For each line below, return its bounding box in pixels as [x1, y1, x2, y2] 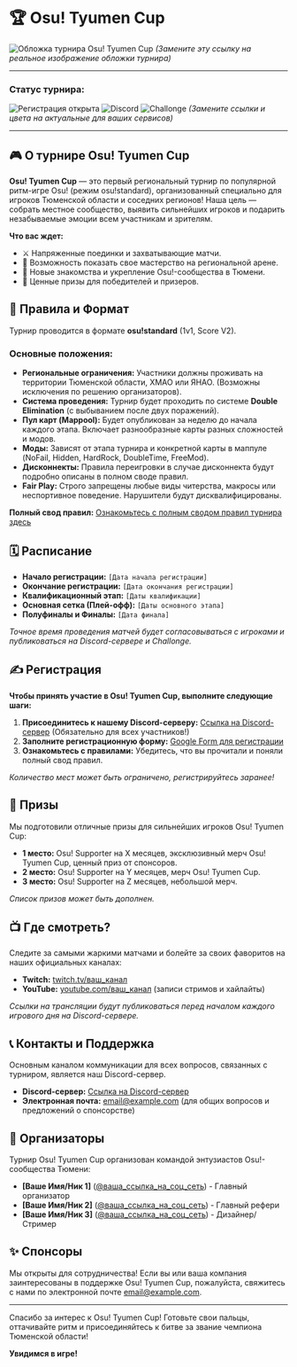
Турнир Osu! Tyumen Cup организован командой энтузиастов [9, 1154, 243, 1165]
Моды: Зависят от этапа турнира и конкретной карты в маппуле [21, 443, 268, 454]
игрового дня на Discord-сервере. [9, 1011, 140, 1021]
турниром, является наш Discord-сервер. [9, 1069, 166, 1080]
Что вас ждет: [9, 230, 64, 241]
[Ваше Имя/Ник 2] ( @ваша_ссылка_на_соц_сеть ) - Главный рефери [21, 1199, 280, 1211]
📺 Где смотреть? [9, 919, 111, 934]
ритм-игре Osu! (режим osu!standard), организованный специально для [9, 185, 282, 196]
